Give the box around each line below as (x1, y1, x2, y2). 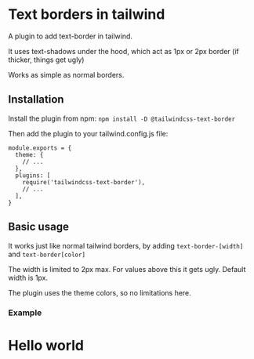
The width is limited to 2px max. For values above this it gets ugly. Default (8, 264, 246, 274)
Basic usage (8, 220, 69, 234)
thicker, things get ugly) (8, 55, 85, 64)
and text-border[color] (8, 249, 86, 259)
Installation (8, 92, 64, 107)
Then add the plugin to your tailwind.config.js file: (8, 129, 169, 138)
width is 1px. (8, 273, 49, 282)
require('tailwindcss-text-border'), (22, 178, 146, 186)
